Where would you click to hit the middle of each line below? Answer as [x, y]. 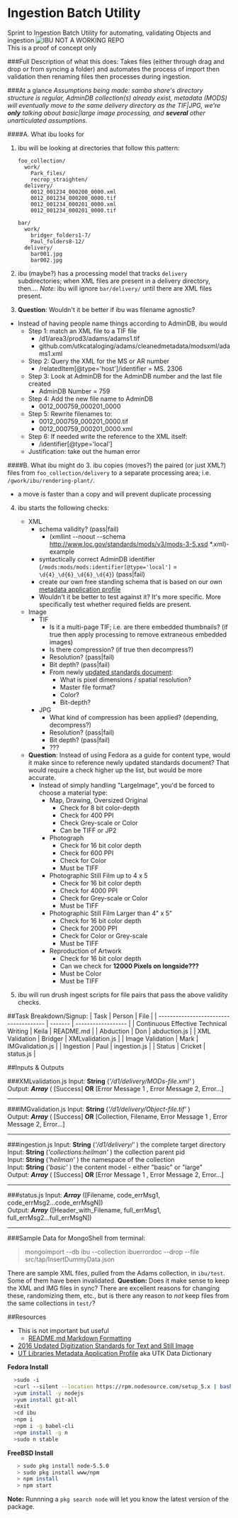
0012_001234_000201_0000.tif [74, 211]
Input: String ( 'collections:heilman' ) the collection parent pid [96, 1152]
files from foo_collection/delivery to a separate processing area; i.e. [109, 472]
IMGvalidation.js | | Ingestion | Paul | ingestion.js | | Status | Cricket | [107, 1046]
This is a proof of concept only [52, 48]
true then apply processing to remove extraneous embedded [138, 634]
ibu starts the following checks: [63, 508]
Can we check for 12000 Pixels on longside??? [130, 966]
